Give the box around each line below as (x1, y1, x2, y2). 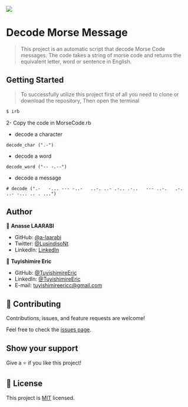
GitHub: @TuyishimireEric (14, 269, 77, 276)
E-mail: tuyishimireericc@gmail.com (14, 282, 103, 289)
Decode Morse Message (6, 26, 128, 40)
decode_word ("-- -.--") (6, 164, 67, 170)
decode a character (14, 131, 63, 138)
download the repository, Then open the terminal (20, 97, 140, 104)
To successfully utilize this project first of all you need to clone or (20, 90, 179, 97)
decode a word (14, 152, 52, 159)
